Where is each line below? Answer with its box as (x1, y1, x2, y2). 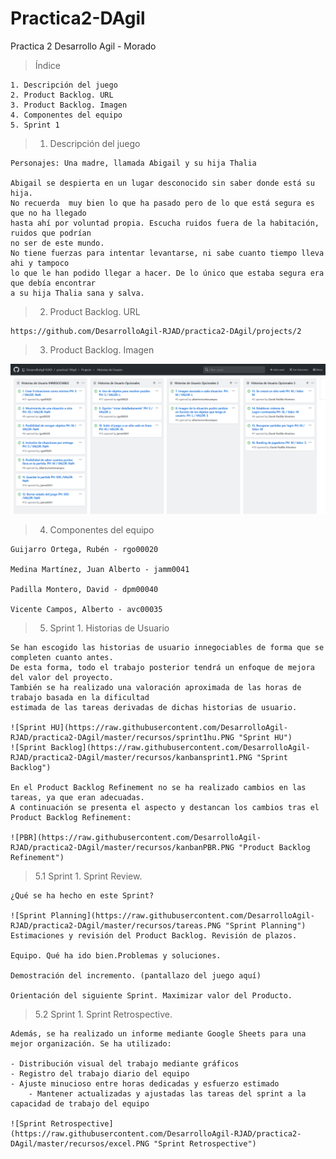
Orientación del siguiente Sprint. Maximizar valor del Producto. (10, 991, 293, 1001)
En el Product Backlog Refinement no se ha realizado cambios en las (10, 783, 307, 793)
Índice (34, 59, 61, 71)
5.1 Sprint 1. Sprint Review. (34, 870, 143, 882)
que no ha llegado (10, 208, 87, 218)
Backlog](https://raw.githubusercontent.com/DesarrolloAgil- (50, 743, 311, 753)
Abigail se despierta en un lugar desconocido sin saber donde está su (10, 178, 315, 188)
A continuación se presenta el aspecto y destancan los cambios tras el (10, 803, 320, 813)
